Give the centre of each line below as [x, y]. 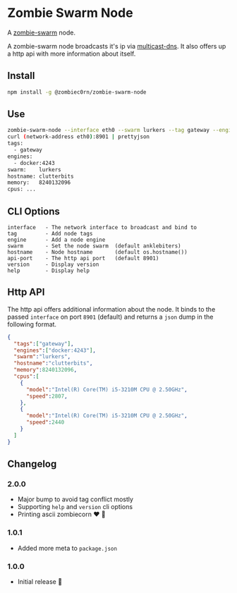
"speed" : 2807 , [47, 396]
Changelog [32, 464]
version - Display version [53, 264]
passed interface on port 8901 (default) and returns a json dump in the [110, 317]
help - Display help [49, 271]
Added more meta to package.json [67, 548]
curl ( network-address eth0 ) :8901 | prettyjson [79, 137]
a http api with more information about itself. [72, 54]
